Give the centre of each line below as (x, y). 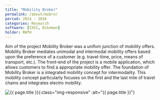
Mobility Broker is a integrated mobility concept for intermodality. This (75, 72)
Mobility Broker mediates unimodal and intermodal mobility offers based (78, 51)
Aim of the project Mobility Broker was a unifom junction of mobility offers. (80, 46)
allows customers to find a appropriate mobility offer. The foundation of (77, 67)
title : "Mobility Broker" (31, 10)
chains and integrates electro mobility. (44, 83)
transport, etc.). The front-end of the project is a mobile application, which (80, 62)
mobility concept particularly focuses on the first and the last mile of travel (80, 77)
